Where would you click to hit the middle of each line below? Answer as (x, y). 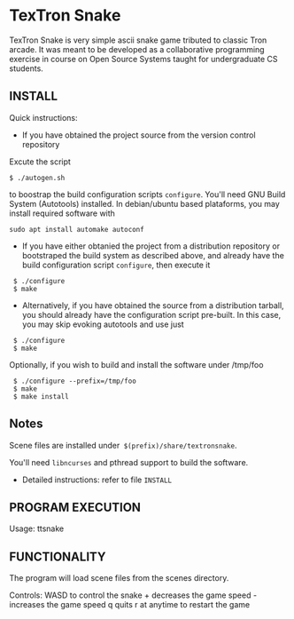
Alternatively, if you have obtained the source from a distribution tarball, (153, 305)
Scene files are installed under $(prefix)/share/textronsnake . (123, 445)
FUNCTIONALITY (58, 556)
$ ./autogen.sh (37, 178)
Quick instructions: (43, 117)
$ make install (41, 396)
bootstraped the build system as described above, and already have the (153, 255)
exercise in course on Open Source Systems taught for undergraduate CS (143, 59)
